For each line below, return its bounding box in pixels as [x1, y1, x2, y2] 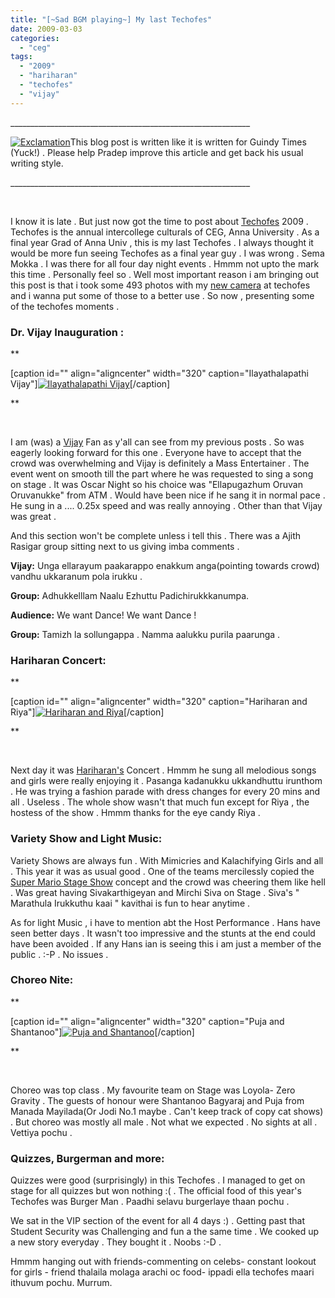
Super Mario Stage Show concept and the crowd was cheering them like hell [10, 876, 326, 888]
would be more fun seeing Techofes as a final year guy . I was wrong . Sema [10, 247, 325, 259]
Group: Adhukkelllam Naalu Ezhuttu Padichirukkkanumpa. [10, 589, 250, 601]
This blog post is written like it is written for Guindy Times [69, 136, 307, 148]
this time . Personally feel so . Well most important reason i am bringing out [10, 268, 320, 280]
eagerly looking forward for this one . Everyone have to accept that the [10, 446, 302, 458]
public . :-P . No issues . [10, 948, 109, 960]
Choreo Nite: [10, 973, 74, 987]
